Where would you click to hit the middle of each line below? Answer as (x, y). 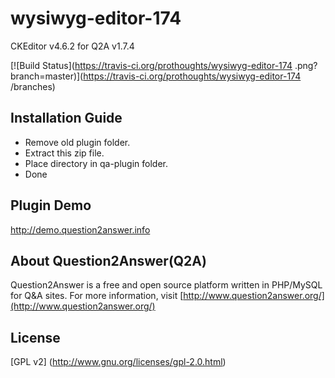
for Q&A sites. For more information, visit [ (97, 296)
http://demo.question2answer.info (80, 229)
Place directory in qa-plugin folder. (96, 163)
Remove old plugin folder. (77, 142)
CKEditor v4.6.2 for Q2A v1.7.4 (72, 46)
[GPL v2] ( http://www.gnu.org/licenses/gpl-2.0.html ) (118, 362)
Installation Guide (66, 118)
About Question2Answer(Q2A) (108, 260)
